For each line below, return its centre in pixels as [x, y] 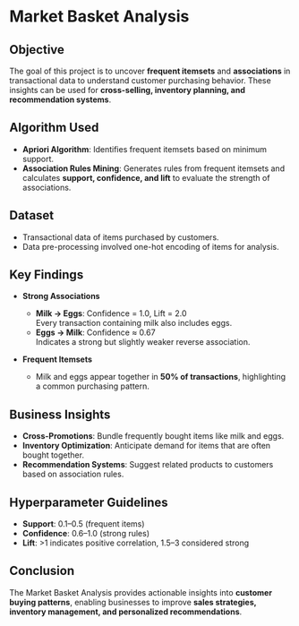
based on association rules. [73, 474]
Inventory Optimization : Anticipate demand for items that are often [146, 446]
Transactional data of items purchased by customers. [120, 237]
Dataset [32, 215]
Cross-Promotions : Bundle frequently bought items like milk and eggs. [153, 436]
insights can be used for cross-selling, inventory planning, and [128, 90]
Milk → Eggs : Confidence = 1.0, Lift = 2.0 [111, 313]
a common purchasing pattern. [93, 386]
